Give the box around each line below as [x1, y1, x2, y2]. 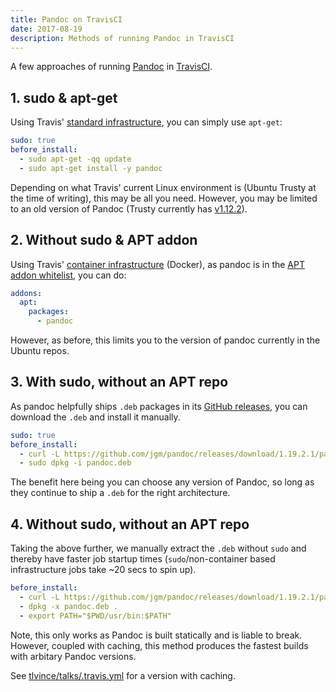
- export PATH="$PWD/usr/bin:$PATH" [19, 611, 172, 621]
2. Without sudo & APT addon [10, 232, 198, 249]
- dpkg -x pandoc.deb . [19, 601, 118, 611]
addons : [10, 288, 43, 298]
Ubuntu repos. [10, 345, 70, 356]
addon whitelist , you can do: [10, 269, 127, 281]
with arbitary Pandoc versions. [10, 650, 137, 662]
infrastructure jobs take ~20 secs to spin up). [10, 564, 197, 576]
